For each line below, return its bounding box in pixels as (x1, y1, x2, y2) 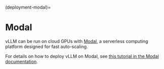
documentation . (5, 58, 38, 64)
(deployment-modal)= (5, 4, 51, 10)
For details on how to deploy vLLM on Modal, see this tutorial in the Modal (5, 53, 159, 59)
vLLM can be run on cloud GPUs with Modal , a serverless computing (5, 38, 148, 44)
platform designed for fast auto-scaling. (5, 43, 88, 49)
